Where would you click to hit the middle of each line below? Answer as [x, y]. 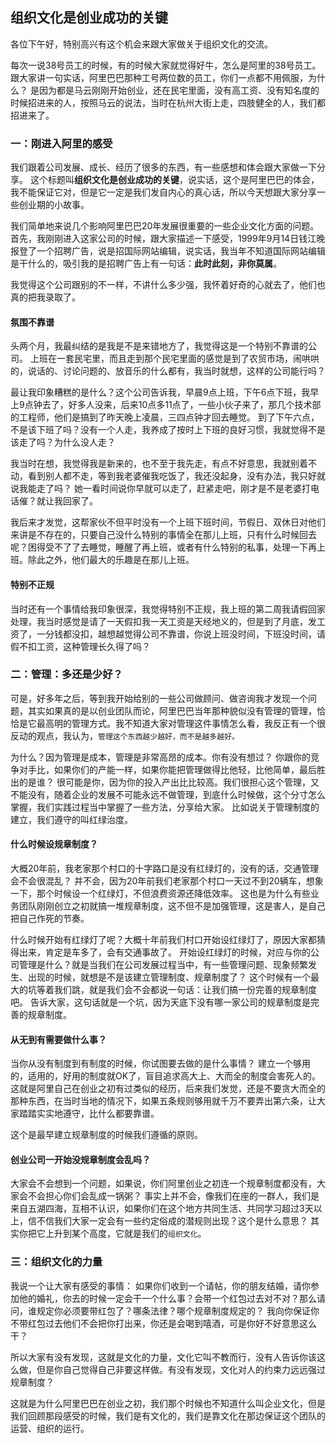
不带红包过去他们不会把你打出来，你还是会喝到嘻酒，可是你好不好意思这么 [163, 1323]
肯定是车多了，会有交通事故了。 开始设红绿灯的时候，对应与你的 [177, 952]
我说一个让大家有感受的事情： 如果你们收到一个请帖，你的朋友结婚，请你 [160, 1285]
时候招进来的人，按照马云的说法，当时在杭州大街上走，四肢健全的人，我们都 [168, 102]
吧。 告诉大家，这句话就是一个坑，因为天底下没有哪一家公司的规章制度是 [160, 1002]
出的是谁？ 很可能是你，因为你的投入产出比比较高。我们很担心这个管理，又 [165, 782]
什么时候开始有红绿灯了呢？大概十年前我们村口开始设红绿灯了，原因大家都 [163, 940]
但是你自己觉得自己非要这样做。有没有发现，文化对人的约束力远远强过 [181, 1369]
